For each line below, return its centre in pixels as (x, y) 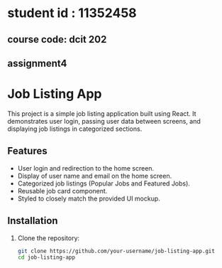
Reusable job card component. (62, 191)
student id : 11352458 (72, 13)
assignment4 (37, 63)
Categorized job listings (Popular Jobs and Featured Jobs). (104, 183)
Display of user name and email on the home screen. (95, 176)
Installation (33, 221)
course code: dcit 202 (57, 39)
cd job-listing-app (46, 257)
